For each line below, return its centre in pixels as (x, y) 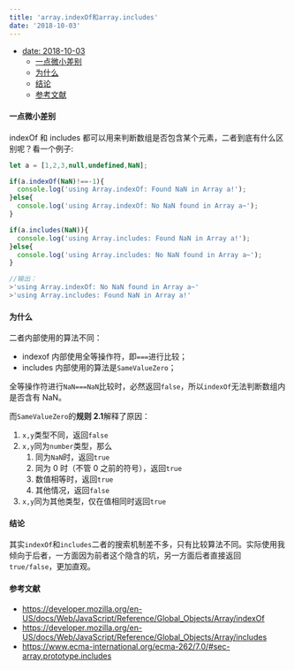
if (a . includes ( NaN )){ (49, 230)
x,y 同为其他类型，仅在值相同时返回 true (94, 501)
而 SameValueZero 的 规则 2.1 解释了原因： (79, 416)
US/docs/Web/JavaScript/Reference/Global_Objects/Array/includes (144, 636)
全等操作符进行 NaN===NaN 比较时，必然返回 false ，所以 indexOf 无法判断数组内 (147, 386)
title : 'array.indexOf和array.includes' (84, 17)
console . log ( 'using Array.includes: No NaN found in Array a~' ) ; (140, 255)
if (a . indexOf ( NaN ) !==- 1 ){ (57, 181)
